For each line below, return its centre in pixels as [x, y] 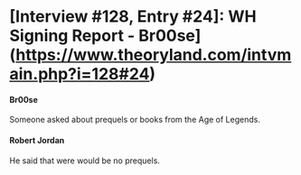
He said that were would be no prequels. [85, 161]
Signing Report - [72, 36]
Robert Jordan [37, 140]
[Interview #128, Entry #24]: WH [133, 17]
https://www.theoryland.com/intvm [154, 55]
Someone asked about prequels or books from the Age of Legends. [135, 120]
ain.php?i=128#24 [80, 74]
